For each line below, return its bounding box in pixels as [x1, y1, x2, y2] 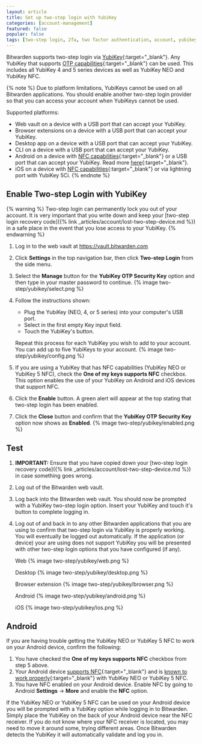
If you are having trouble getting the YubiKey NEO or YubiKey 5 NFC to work [6, 637, 195, 645]
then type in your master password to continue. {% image [14, 279, 158, 286]
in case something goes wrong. [14, 471, 93, 479]
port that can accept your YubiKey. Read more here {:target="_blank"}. [14, 159, 189, 166]
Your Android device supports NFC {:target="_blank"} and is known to [14, 668, 188, 675]
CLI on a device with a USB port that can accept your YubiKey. [14, 146, 170, 153]
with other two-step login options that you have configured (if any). [14, 545, 182, 552]
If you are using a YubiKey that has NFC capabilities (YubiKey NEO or [14, 364, 186, 371]
